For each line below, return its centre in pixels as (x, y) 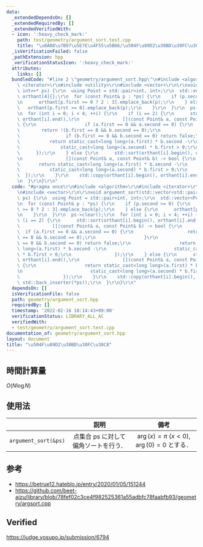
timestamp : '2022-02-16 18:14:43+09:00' (63, 311)
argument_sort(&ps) (37, 441)
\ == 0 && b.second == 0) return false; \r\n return (107, 243)
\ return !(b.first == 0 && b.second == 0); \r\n (89, 130)
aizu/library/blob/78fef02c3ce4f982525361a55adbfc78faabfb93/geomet (105, 497)
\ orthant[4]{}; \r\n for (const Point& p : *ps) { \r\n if (97, 96)
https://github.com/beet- (46, 490)
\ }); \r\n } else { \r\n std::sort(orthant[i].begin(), (105, 153)
